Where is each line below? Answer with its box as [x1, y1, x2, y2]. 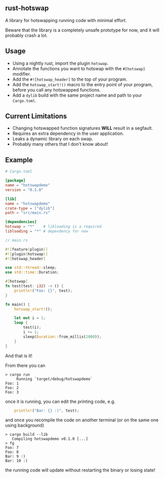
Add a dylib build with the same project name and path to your [12, 92, 142, 98]
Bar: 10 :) [5, 458, 28, 463]
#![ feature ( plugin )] [5, 247, 48, 252]
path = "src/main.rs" [5, 210, 50, 215]
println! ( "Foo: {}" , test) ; [14, 288, 72, 293]
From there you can [5, 362, 46, 368]
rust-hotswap [5, 4, 49, 13]
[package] [5, 178, 26, 183]
